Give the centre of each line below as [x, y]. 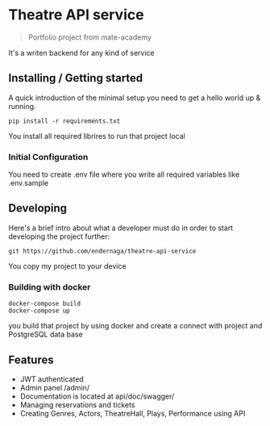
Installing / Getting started [76, 78]
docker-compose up [39, 311]
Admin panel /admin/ [55, 387]
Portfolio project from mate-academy [89, 37]
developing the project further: [59, 236]
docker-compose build [45, 304]
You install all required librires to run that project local [97, 136]
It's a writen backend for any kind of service [81, 52]
